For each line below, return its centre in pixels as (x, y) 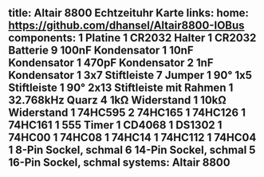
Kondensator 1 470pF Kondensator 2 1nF (111, 63)
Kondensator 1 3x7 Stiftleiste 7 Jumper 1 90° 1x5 (130, 75)
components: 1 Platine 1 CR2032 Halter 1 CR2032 (132, 38)
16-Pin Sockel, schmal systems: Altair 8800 (119, 163)
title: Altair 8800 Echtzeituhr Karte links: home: (129, 13)
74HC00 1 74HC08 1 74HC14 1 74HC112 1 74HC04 (132, 138)
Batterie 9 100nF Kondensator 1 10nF (101, 51)
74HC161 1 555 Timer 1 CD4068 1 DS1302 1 (115, 126)
